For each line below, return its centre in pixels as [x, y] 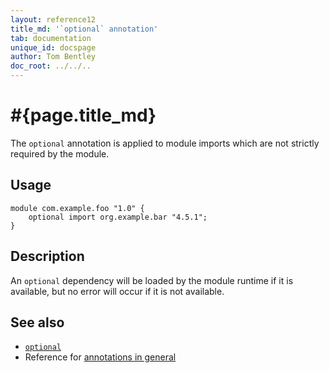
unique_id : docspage [53, 47]
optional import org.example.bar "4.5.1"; [118, 217]
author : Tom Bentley [53, 57]
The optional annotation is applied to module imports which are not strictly [165, 143]
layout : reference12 [53, 19]
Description [47, 256]
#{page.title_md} [83, 115]
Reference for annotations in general [100, 357]
